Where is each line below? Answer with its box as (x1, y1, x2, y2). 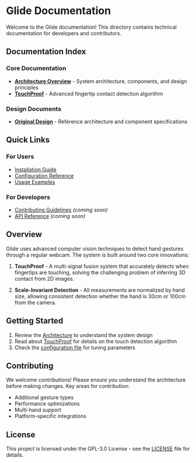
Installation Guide (14, 166, 57, 173)
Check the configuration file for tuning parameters (14, 344, 136, 351)
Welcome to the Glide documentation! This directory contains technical (6, 23, 177, 30)
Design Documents (6, 104, 62, 113)
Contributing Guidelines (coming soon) (14, 206, 108, 213)
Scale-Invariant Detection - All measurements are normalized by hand (14, 286, 185, 294)
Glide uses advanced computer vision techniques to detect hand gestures (6, 245, 184, 252)
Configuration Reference (14, 172, 74, 179)
